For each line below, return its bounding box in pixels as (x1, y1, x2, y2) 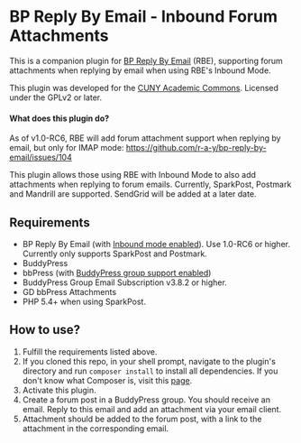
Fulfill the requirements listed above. (22, 346, 158, 357)
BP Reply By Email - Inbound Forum (9, 6, 278, 27)
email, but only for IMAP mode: (9, 143, 124, 153)
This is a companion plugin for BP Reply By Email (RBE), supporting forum (9, 55, 284, 66)
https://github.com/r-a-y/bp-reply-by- (125, 143, 268, 153)
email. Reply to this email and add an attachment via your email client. (22, 403, 282, 414)
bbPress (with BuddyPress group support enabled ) (22, 267, 212, 278)
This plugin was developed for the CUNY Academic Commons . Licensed (9, 82, 279, 93)
